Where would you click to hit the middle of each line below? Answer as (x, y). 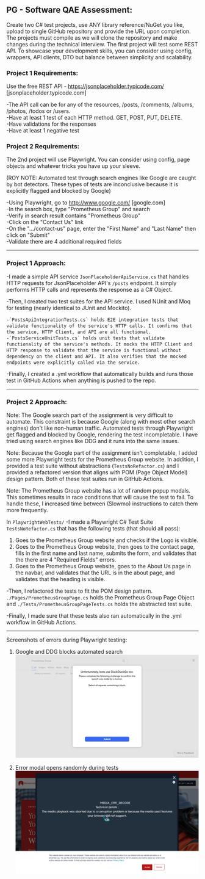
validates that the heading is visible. (60, 579)
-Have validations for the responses (51, 124)
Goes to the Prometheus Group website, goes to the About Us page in (103, 566)
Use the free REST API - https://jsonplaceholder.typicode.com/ (85, 86)
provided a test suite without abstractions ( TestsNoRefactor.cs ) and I (92, 466)
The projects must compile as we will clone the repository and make (92, 38)
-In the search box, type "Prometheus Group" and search (78, 209)
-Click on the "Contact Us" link (45, 222)
